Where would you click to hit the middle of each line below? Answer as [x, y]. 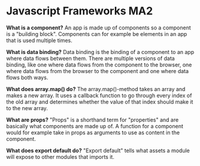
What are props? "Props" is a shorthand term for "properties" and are [93, 120]
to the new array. [27, 108]
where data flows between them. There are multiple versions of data [90, 58]
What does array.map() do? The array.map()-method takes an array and [96, 89]
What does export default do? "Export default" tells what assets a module [98, 150]
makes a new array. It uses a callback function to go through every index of [99, 95]
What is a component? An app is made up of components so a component [99, 28]
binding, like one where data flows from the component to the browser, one [99, 65]
